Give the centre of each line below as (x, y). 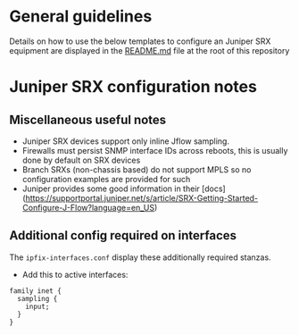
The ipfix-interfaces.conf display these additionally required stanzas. (140, 257)
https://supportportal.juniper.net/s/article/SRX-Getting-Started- (142, 197)
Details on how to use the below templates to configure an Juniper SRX (140, 41)
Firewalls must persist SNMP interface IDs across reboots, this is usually (155, 150)
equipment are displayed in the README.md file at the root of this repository (149, 50)
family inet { (36, 291)
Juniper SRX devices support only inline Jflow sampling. (126, 141)
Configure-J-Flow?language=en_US (88, 207)
